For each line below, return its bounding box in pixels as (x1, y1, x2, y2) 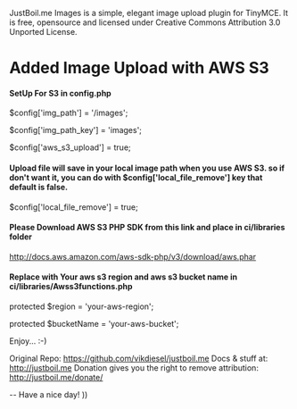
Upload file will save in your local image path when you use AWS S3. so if (9, 163, 285, 173)
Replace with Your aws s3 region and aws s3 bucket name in (9, 271, 238, 282)
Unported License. (9, 27, 78, 37)
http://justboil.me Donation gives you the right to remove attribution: (9, 363, 259, 373)
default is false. (9, 181, 69, 192)
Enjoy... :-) (9, 336, 47, 346)
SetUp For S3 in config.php (9, 88, 111, 98)
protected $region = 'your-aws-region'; (9, 301, 154, 312)
